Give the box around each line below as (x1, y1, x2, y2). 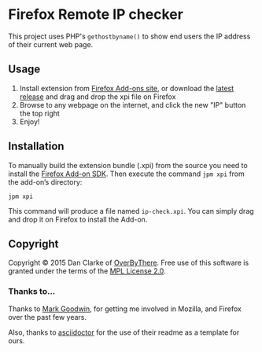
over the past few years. (8, 312, 87, 321)
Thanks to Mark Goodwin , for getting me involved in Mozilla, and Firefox (8, 304, 242, 313)
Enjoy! (19, 116, 40, 126)
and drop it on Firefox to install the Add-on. (8, 214, 148, 224)
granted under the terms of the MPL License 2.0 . (8, 266, 167, 276)
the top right (19, 108, 61, 118)
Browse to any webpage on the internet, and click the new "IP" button (19, 100, 246, 109)
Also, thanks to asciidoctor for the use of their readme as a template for (8, 328, 240, 337)
